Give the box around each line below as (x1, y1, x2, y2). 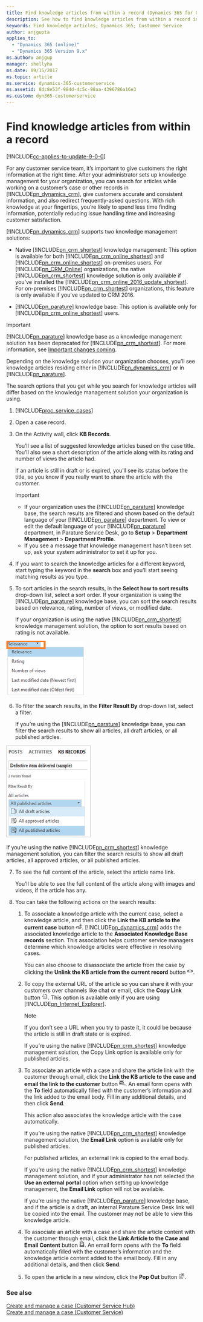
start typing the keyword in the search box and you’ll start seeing (14, 566, 178, 573)
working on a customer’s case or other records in (6, 184, 129, 191)
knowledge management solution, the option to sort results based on (14, 622, 187, 629)
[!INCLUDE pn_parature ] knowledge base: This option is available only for (14, 303, 197, 310)
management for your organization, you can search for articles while (6, 177, 177, 184)
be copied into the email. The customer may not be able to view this (24, 1210, 193, 1217)
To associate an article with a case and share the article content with (24, 1228, 195, 1235)
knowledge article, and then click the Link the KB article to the (24, 916, 180, 923)
